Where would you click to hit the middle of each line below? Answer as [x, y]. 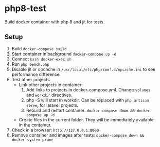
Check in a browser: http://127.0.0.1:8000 [55, 130]
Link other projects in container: [51, 85]
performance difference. [36, 74]
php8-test [26, 8]
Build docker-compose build [39, 48]
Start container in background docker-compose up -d [64, 54]
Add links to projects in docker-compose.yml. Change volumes [88, 89]
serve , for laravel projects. [52, 105]
